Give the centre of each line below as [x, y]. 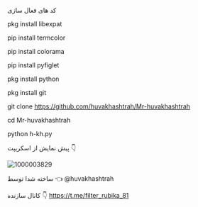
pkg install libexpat [35, 24]
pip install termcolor [37, 38]
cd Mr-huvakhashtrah [39, 120]
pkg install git [27, 93]
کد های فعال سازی [32, 10]
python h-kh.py [30, 134]
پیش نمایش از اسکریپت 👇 [42, 148]
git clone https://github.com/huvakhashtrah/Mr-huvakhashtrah [99, 106]
